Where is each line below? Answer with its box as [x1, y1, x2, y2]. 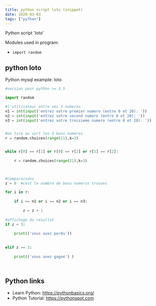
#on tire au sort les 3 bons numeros [5, 131, 83, 136]
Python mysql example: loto [5, 77, 62, 83]
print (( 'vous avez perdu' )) [14, 231, 72, 236]
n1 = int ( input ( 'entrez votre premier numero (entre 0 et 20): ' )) [5, 108, 148, 114]
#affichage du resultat [5, 217, 54, 222]
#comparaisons [5, 176, 35, 181]
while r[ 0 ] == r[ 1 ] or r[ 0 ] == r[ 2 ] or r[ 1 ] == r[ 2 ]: [5, 149, 119, 154]
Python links [5, 277, 45, 285]
